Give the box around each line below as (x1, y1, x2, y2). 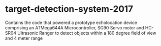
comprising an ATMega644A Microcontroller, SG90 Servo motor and (5, 24, 144, 30)
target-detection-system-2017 (5, 3, 133, 15)
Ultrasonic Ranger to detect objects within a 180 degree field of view (17, 30, 157, 36)
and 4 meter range (5, 35, 43, 41)
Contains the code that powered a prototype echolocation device (5, 20, 137, 25)
